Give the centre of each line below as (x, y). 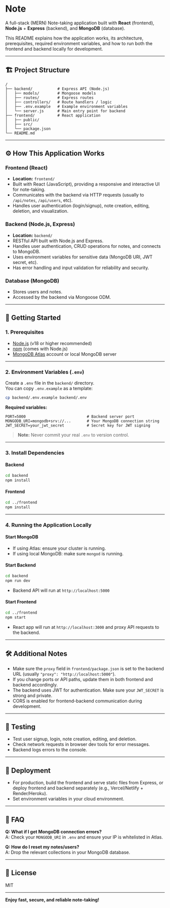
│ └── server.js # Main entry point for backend (65, 111)
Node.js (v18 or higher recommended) (52, 343)
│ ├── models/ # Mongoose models (51, 93)
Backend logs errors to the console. (50, 750)
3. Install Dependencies (35, 452)
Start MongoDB (22, 537)
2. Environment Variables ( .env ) (45, 372)
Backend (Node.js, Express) (40, 224)
